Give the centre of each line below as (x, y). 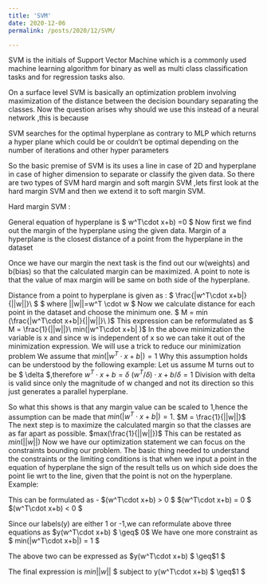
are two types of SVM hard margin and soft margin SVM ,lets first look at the (133, 183)
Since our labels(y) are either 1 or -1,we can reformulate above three (120, 524)
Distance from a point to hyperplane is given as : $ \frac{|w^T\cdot (118, 295)
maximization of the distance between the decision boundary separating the (133, 101)
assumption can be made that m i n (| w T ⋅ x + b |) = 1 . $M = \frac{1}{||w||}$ (127, 416)
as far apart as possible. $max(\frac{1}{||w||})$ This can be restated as (125, 434)
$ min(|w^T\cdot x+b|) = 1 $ (54, 541)
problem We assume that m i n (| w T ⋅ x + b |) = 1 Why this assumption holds (128, 356)
